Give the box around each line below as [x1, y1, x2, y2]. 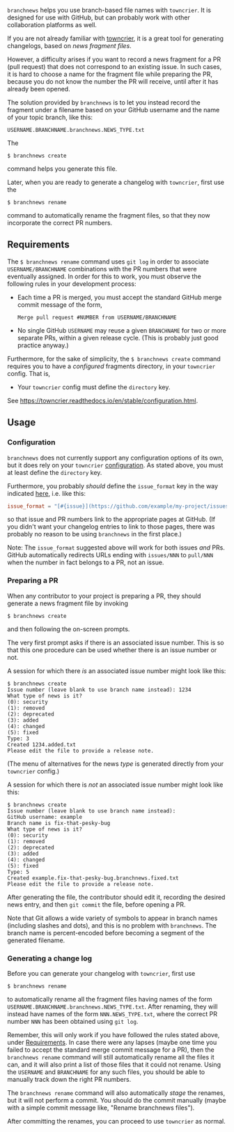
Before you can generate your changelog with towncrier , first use [7, 969, 196, 977]
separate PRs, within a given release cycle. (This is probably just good [17, 333, 219, 342]
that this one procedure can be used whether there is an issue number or [7, 645, 217, 654]
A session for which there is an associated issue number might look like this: [7, 666, 226, 675]
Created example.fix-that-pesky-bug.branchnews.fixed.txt [7, 875, 179, 882]
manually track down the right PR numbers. [7, 1075, 132, 1083]
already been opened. [7, 85, 71, 93]
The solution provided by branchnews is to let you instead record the [7, 98, 201, 107]
